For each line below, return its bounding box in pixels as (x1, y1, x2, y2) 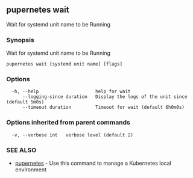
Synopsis (6, 35, 34, 44)
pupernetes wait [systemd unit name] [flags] (6, 61, 122, 67)
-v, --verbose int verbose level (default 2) (11, 132, 134, 138)
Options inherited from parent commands (6, 118, 131, 127)
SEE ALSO (6, 146, 37, 154)
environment (14, 166, 47, 173)
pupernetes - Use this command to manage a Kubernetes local (14, 159, 172, 167)
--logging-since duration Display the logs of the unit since (22, 94, 188, 100)
